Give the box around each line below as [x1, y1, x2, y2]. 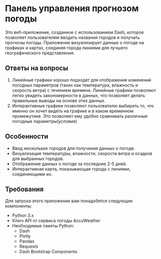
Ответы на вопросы [5, 64, 68, 72]
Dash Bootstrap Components [19, 249, 78, 255]
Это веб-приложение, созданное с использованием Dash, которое [5, 29, 144, 35]
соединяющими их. [12, 171, 52, 177]
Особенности [5, 132, 48, 141]
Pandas [19, 239, 35, 244]
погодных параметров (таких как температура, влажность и [12, 82, 138, 88]
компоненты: [5, 203, 32, 209]
